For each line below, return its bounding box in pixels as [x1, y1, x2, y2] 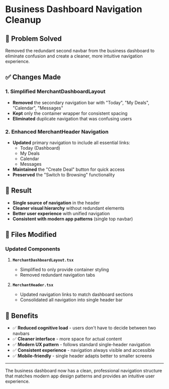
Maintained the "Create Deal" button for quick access [12, 166, 125, 172]
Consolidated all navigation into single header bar [20, 297, 123, 303]
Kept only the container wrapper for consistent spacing [12, 110, 128, 116]
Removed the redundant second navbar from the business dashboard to [5, 48, 155, 53]
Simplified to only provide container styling [20, 267, 109, 273]
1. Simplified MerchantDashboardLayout [5, 88, 106, 95]
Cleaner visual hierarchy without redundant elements [12, 205, 125, 211]
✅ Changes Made [5, 73, 61, 82]
